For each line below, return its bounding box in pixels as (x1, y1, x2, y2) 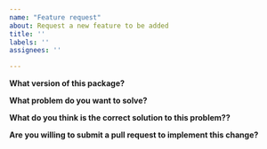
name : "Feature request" (9, 12, 101, 22)
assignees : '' (9, 46, 62, 55)
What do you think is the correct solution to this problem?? (9, 113, 231, 123)
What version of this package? (9, 78, 125, 89)
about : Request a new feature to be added (9, 21, 169, 30)
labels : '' (9, 37, 50, 47)
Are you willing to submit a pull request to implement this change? (9, 129, 259, 140)
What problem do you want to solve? (9, 95, 148, 106)
